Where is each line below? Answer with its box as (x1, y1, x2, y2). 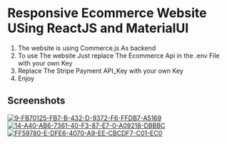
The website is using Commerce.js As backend (17, 43, 156, 52)
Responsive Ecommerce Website (7, 5, 207, 21)
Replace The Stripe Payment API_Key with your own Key (17, 66, 184, 75)
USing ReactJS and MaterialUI (7, 20, 189, 36)
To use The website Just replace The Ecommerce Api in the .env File (17, 51, 220, 60)
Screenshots (7, 95, 66, 107)
